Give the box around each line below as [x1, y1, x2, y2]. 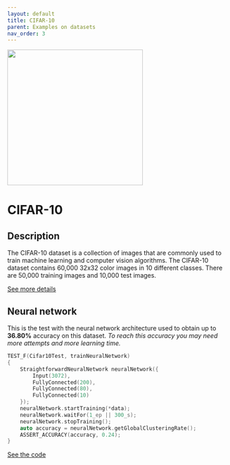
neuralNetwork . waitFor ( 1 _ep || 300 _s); [20, 411, 137, 418]
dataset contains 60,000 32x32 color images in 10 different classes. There [7, 263, 223, 272]
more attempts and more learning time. [7, 339, 121, 347]
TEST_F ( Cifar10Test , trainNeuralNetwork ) [7, 353, 131, 360]
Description [7, 230, 60, 242]
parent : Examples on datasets [7, 23, 96, 30]
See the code [7, 450, 46, 459]
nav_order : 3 [7, 30, 46, 37]
